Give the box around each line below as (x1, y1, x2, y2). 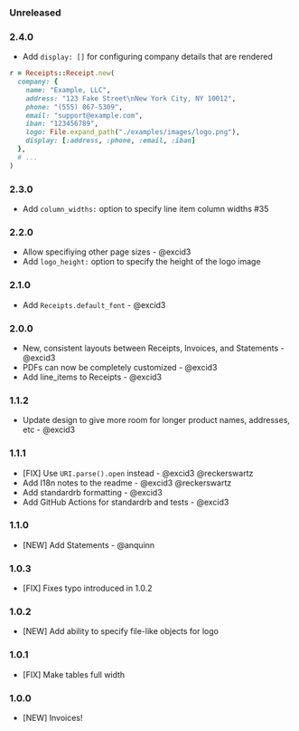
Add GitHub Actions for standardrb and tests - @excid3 (22, 496, 229, 507)
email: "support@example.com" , (25, 111, 144, 120)
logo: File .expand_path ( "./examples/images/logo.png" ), (25, 128, 241, 137)
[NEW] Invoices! (22, 712, 83, 723)
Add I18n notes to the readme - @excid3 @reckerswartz (22, 477, 232, 488)
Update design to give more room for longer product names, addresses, (22, 415, 291, 426)
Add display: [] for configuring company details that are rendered (22, 52, 273, 63)
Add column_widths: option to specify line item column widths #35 (22, 204, 269, 215)
